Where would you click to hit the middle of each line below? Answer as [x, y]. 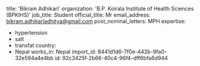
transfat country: [36, 45]
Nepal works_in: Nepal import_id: [56, 52]
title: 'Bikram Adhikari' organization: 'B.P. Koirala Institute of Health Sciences [100, 9]
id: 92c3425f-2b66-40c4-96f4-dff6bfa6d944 [111, 58]
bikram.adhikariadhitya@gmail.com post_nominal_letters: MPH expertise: [96, 21]
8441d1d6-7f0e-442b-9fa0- [132, 52]
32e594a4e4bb [34, 58]
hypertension [31, 33]
